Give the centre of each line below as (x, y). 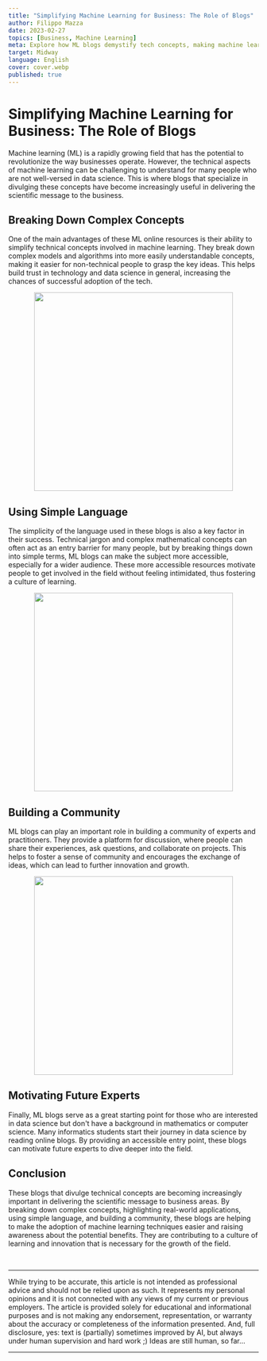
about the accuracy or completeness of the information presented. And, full (132, 1324)
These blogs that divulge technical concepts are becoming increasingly (125, 1193)
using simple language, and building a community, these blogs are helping (130, 1218)
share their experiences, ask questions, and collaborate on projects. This (127, 848)
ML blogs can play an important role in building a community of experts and (132, 831)
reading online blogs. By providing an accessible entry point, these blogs (128, 1140)
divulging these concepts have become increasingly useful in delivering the (132, 187)
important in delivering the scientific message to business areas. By (119, 1201)
